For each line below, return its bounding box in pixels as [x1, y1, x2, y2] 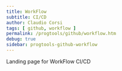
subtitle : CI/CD [6, 14, 47, 20]
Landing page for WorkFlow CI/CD [6, 57, 91, 65]
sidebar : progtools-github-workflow [6, 42, 97, 48]
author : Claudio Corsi [6, 20, 63, 25]
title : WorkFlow [6, 8, 47, 15]
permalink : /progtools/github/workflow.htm [6, 31, 117, 37]
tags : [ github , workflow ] [6, 25, 77, 31]
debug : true [6, 36, 36, 42]
